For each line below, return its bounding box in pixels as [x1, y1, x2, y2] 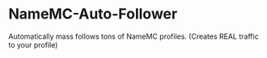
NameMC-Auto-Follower [8, 5, 178, 23]
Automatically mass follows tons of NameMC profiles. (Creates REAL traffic [8, 31, 259, 41]
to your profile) [8, 39, 58, 49]
